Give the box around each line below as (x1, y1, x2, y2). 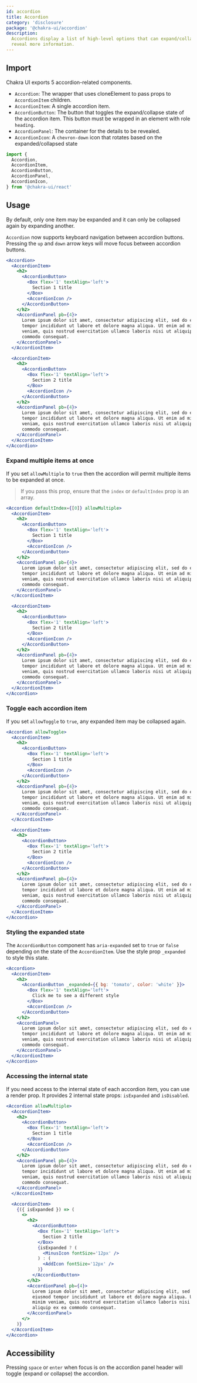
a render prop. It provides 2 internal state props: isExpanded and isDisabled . (6, 1092, 189, 1099)
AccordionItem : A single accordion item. (14, 102, 110, 109)
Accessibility (6, 1348, 55, 1358)
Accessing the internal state (6, 1072, 89, 1081)
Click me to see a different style (32, 993, 119, 999)
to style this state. (6, 954, 49, 961)
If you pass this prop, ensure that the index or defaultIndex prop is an (20, 487, 189, 494)
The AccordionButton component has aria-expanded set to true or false (6, 941, 179, 948)
